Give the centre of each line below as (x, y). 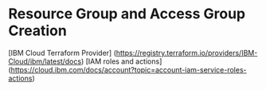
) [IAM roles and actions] (121, 61)
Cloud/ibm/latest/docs (45, 61)
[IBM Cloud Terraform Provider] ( (63, 53)
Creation (38, 31)
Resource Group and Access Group (127, 14)
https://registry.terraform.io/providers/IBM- (187, 53)
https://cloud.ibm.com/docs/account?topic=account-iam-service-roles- (129, 69)
